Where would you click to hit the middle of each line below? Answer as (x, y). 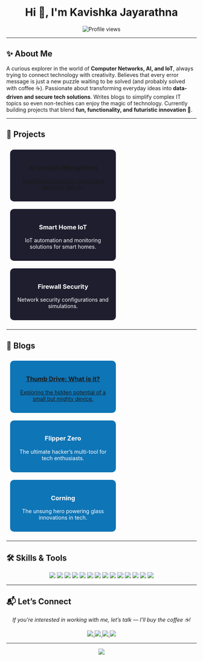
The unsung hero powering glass (63, 511)
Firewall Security (63, 287)
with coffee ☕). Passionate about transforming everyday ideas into (89, 88)
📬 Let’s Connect (39, 602)
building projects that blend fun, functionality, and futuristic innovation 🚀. (99, 110)
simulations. (63, 306)
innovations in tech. (63, 518)
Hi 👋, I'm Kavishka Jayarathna (101, 12)
